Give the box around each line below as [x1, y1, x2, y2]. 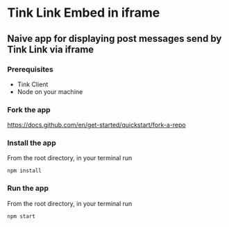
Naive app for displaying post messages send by [7, 33, 222, 45]
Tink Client [17, 80, 49, 88]
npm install [7, 167, 42, 175]
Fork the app [7, 104, 51, 114]
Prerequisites [7, 64, 53, 74]
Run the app [7, 183, 49, 193]
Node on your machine [17, 87, 83, 95]
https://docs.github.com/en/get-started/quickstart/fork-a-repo [7, 120, 186, 130]
